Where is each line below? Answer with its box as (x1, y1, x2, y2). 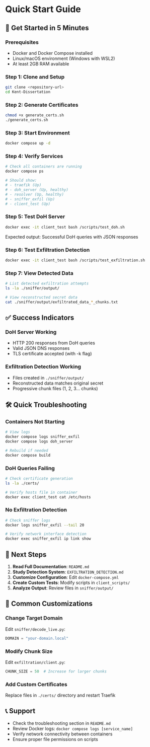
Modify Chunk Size (5, 648, 53, 655)
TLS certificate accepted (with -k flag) (12, 351, 92, 357)
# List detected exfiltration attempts (5, 281, 89, 286)
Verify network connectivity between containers (12, 731, 113, 737)
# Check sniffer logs (5, 517, 51, 523)
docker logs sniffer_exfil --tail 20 (5, 522, 85, 528)
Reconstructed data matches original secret (12, 380, 104, 386)
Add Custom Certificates (5, 681, 67, 688)
